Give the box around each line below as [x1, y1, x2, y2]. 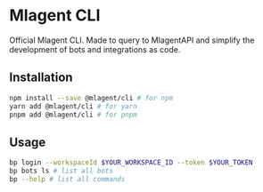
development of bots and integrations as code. [9, 44, 181, 54]
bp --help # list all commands [9, 174, 126, 183]
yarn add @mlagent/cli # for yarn [9, 101, 138, 111]
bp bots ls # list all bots [9, 166, 114, 176]
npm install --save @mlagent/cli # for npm [9, 93, 174, 102]
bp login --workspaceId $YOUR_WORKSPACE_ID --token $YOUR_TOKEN [9, 158, 253, 167]
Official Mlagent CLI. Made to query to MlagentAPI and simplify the [9, 35, 255, 45]
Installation [9, 70, 73, 85]
